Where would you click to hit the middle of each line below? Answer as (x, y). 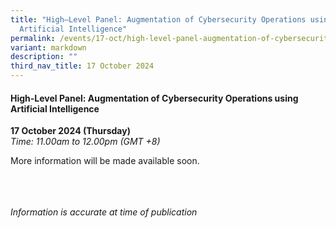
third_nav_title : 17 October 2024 (82, 66)
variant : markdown (48, 47)
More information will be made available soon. (105, 161)
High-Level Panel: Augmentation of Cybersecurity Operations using (154, 98)
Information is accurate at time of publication (104, 212)
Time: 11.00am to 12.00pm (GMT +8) (85, 142)
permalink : (33, 38)
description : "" (44, 57)
